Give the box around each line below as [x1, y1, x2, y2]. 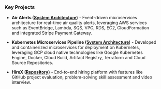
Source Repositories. [11, 60, 54, 66]
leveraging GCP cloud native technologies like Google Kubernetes [11, 50, 143, 55]
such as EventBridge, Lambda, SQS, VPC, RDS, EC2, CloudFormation [11, 25, 149, 31]
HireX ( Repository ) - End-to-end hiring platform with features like [11, 69, 143, 75]
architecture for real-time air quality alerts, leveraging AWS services [11, 20, 147, 25]
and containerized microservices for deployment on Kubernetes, [11, 45, 141, 51]
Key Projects [4, 4, 35, 11]
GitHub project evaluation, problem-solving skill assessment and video [11, 74, 153, 80]
